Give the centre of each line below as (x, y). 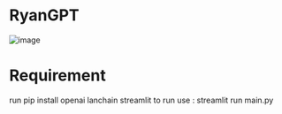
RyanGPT (44, 15)
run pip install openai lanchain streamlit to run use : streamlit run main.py (141, 100)
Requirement (57, 76)
